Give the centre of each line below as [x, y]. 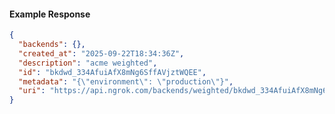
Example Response [50, 14]
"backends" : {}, [52, 45]
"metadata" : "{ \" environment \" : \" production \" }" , [126, 81]
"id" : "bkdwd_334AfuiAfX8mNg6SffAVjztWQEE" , [112, 72]
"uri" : [32, 91]
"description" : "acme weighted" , [88, 63]
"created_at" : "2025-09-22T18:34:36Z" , [101, 53]
